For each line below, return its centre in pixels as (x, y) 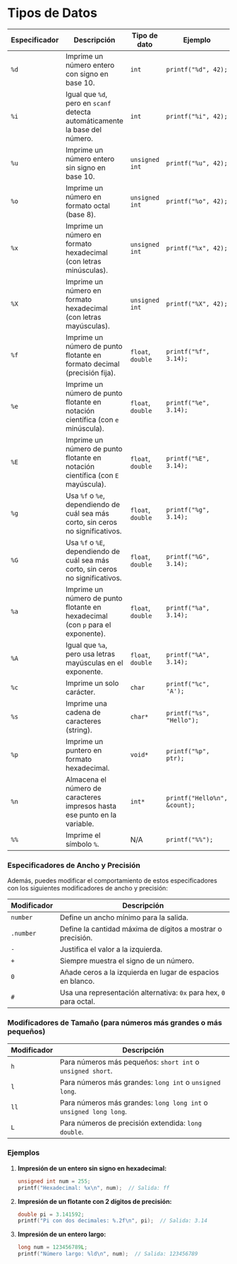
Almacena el (86, 779)
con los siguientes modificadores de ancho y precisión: (87, 888)
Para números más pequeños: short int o (129, 1062)
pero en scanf (89, 103)
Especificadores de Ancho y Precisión (74, 865)
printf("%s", (188, 713)
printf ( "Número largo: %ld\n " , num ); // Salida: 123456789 (108, 1254)
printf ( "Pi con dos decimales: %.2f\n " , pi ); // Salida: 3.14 (113, 1221)
